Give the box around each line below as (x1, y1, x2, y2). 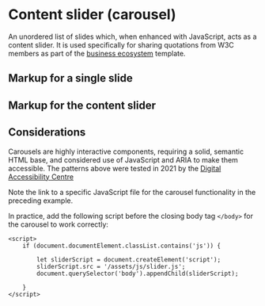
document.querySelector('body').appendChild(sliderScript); (36, 270, 239, 277)
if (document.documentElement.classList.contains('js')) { (22, 242, 221, 250)
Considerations (8, 125, 86, 140)
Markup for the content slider (8, 98, 157, 112)
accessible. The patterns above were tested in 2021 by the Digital (8, 163, 221, 173)
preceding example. (8, 196, 74, 205)
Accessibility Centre (8, 172, 74, 182)
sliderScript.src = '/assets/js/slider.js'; (36, 262, 186, 270)
